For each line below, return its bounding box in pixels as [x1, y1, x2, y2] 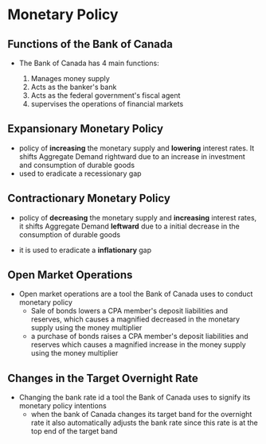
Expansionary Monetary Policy [7, 122, 164, 136]
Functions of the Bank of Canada [7, 37, 173, 51]
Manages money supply [30, 74, 111, 83]
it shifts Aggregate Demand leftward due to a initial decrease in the [18, 221, 240, 231]
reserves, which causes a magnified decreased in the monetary [30, 314, 241, 324]
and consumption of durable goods [18, 160, 135, 169]
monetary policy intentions [18, 401, 107, 411]
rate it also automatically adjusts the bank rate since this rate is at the [30, 418, 258, 427]
